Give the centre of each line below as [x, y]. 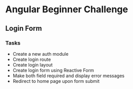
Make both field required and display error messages [69, 76]
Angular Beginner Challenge [67, 9]
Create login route [32, 59]
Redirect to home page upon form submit [56, 81]
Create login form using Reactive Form [53, 70]
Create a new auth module [41, 54]
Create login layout [32, 64]
